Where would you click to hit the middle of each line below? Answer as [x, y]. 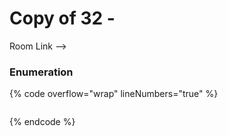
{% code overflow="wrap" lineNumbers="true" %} [114, 94]
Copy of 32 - [62, 18]
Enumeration [41, 72]
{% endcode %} [42, 122]
